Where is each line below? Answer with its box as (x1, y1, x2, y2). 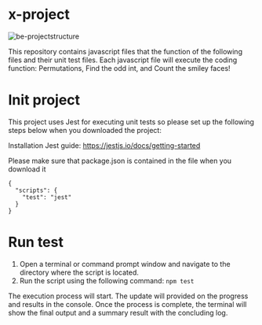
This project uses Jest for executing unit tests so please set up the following (8, 116, 255, 127)
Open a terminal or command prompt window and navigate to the (19, 259, 231, 268)
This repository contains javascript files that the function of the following (8, 46, 243, 56)
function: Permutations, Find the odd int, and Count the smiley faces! (8, 63, 231, 72)
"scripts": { (15, 187, 58, 194)
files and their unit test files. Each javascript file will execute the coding (8, 55, 238, 65)
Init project (8, 91, 81, 109)
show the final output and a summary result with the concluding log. (8, 308, 228, 317)
